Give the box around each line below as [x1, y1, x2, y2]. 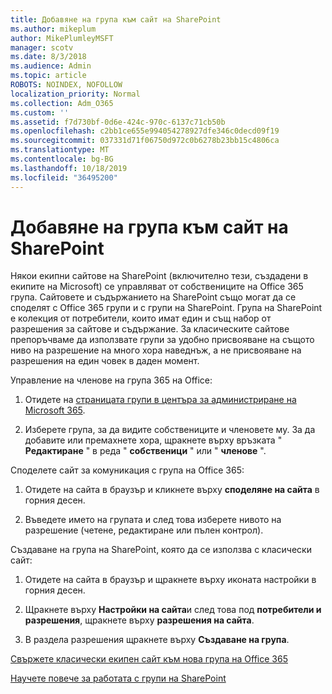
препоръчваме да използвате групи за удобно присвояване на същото [10, 334, 315, 346]
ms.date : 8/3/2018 [10, 52, 87, 62]
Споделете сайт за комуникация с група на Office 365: [10, 464, 245, 476]
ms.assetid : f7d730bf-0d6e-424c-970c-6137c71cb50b [10, 117, 226, 127]
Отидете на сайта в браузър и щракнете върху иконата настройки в [24, 574, 317, 586]
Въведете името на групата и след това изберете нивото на [24, 514, 282, 526]
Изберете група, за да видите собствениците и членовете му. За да [24, 424, 316, 436]
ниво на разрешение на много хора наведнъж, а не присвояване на [10, 344, 302, 356]
